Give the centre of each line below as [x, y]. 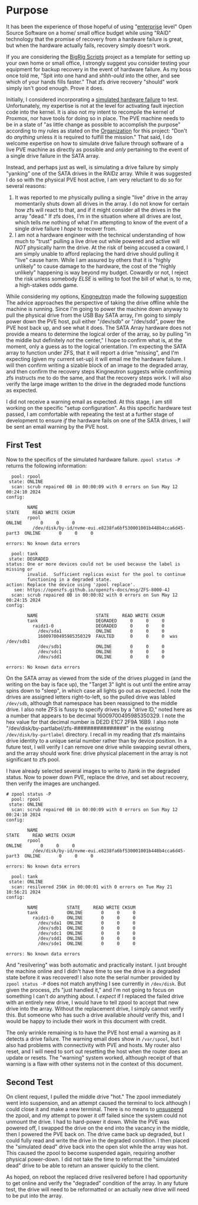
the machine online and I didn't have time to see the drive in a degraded [93, 971]
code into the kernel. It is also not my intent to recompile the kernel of [90, 112]
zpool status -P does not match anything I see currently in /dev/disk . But [96, 984]
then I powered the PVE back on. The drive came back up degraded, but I [95, 1134]
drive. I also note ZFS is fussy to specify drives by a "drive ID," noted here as [99, 709]
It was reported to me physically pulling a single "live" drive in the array [101, 197]
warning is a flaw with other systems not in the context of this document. [95, 1064]
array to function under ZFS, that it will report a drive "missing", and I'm [93, 352]
